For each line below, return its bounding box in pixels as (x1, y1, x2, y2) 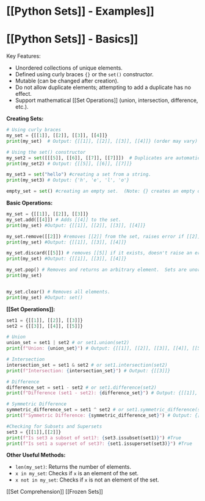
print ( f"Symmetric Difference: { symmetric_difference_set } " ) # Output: (6, 413, 192, 419)
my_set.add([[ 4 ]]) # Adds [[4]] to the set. (6, 217, 121, 223)
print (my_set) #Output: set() (6, 294, 84, 300)
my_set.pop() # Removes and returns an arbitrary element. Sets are (6, 267, 187, 273)
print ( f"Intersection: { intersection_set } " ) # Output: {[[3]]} (6, 367, 171, 373)
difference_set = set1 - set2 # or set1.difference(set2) (6, 384, 157, 391)
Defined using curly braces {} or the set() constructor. (15, 71, 154, 78)
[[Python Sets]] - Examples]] (6, 4, 154, 18)
